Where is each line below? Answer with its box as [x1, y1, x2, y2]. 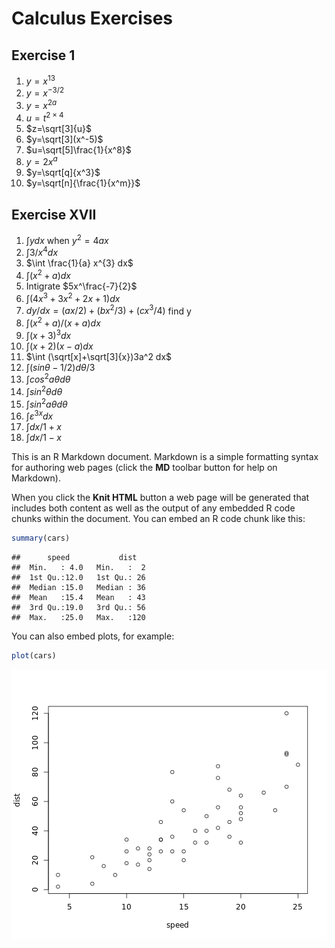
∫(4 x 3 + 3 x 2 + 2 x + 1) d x [25, 291, 121, 304]
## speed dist [11, 553, 138, 563]
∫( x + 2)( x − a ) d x [25, 340, 94, 352]
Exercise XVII [11, 206, 97, 223]
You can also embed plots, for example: [11, 630, 175, 642]
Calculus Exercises [11, 7, 173, 30]
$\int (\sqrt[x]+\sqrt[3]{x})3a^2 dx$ [25, 350, 173, 362]
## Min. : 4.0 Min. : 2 [11, 563, 146, 573]
